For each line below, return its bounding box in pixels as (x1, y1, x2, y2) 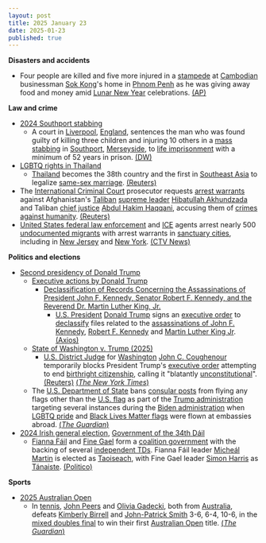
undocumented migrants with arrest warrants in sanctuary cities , (19, 228, 232, 239)
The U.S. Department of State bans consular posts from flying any (31, 386, 249, 396)
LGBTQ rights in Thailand (19, 161, 102, 171)
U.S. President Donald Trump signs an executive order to (55, 310, 241, 320)
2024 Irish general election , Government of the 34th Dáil (19, 429, 205, 438)
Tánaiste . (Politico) (31, 462, 93, 471)
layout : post (8, 11, 52, 20)
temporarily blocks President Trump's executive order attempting (43, 361, 256, 370)
